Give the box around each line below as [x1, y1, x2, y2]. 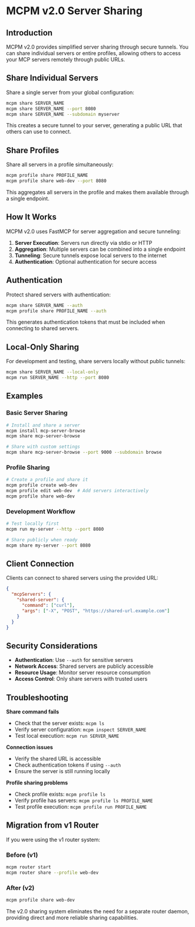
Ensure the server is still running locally [14, 768, 110, 775]
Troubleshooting [6, 692, 69, 702]
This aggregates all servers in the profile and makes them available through [6, 189, 189, 196]
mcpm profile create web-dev [6, 482, 78, 489]
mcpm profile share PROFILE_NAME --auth [6, 308, 107, 314]
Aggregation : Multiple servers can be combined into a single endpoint [14, 246, 186, 253]
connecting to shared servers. [6, 325, 80, 332]
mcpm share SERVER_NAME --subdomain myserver [6, 111, 120, 117]
